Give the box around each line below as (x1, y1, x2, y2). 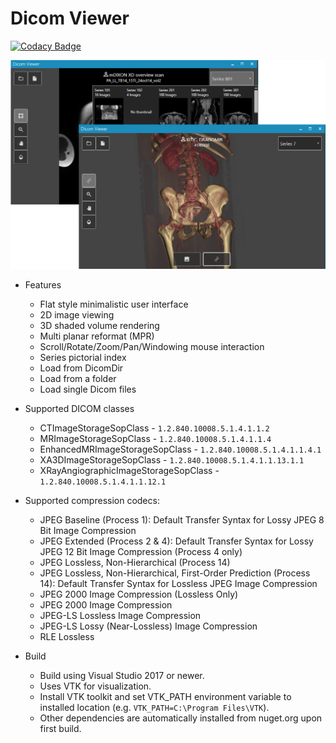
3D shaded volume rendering (39, 320, 160, 332)
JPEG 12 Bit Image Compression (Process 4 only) (39, 546, 243, 558)
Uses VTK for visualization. (39, 680, 152, 692)
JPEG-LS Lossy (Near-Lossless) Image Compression (39, 620, 258, 632)
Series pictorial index (39, 352, 127, 364)
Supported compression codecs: (24, 495, 160, 507)
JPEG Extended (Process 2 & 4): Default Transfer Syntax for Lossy (39, 535, 314, 547)
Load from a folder (39, 373, 117, 385)
